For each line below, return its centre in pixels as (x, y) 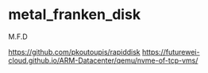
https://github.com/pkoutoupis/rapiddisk (74, 52)
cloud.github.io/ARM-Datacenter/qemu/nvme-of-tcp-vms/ (103, 60)
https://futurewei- (171, 52)
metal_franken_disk (75, 15)
